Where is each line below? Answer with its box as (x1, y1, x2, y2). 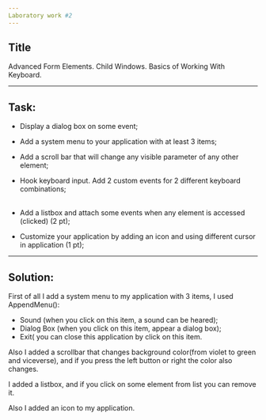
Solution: (8, 271, 54, 284)
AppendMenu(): (8, 300, 60, 309)
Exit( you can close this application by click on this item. (19, 332, 203, 342)
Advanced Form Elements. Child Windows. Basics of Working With (8, 62, 226, 71)
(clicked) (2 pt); (19, 217, 70, 226)
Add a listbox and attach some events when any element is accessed (19, 208, 245, 218)
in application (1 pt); (19, 240, 85, 250)
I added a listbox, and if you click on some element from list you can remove (8, 380, 256, 389)
